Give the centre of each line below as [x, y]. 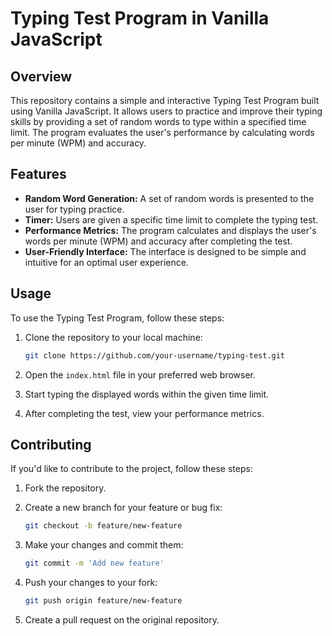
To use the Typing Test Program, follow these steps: [117, 318]
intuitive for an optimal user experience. [106, 262]
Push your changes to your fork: [91, 583]
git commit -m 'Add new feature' [94, 563]
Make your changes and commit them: [104, 545]
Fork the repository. [65, 488]
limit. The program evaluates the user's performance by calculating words [162, 132]
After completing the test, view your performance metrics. [144, 413]
